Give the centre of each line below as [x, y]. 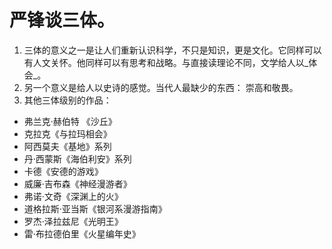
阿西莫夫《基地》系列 [67, 146]
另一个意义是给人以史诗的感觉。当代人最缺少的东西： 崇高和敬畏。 [161, 87]
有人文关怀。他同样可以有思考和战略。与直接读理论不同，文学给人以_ [166, 62]
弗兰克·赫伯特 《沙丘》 [70, 121]
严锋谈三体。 [62, 20]
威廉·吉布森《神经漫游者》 [77, 183]
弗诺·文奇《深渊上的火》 [73, 196]
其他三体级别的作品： [67, 100]
